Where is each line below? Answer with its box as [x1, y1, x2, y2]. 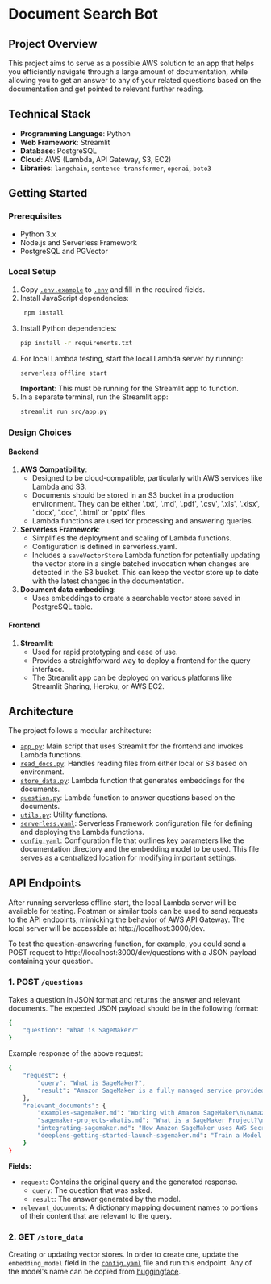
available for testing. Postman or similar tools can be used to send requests [8, 907, 258, 916]
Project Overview [8, 37, 98, 51]
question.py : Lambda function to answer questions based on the [19, 793, 236, 802]
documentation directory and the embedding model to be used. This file [19, 844, 260, 854]
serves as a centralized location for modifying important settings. [19, 853, 237, 863]
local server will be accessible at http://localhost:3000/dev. [8, 923, 206, 933]
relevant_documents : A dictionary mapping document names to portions [19, 1203, 259, 1212]
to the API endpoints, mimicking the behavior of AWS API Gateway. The [8, 915, 245, 924]
